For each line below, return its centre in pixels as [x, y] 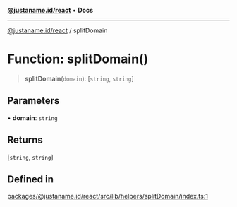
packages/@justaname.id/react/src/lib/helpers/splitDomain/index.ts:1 [108, 196]
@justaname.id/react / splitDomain [57, 30]
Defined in [31, 179]
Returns [25, 140]
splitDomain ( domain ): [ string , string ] [79, 78]
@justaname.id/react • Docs [50, 10]
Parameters [34, 101]
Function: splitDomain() [78, 59]
